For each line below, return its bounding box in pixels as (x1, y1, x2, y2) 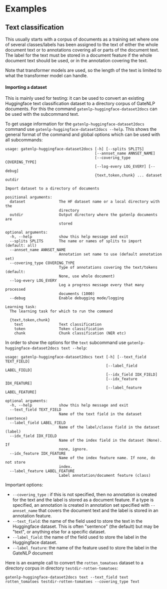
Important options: (5, 482, 43, 488)
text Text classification (14, 322, 101, 327)
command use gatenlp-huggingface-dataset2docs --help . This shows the (5, 126, 157, 132)
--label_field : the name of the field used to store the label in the (12, 534, 147, 540)
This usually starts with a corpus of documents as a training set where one (5, 36, 159, 42)
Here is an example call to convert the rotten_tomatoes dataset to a (5, 560, 143, 566)
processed (5, 287, 26, 292)
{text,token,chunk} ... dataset (94, 173, 162, 178)
